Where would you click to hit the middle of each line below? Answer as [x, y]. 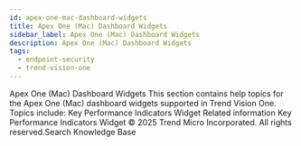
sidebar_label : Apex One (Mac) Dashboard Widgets [105, 34]
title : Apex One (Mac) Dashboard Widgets [89, 26]
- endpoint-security [56, 59]
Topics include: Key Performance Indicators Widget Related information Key [150, 113]
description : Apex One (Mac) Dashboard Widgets [101, 43]
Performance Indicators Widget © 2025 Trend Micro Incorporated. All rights [150, 122]
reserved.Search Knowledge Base [73, 132]
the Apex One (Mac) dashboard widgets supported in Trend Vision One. [143, 103]
